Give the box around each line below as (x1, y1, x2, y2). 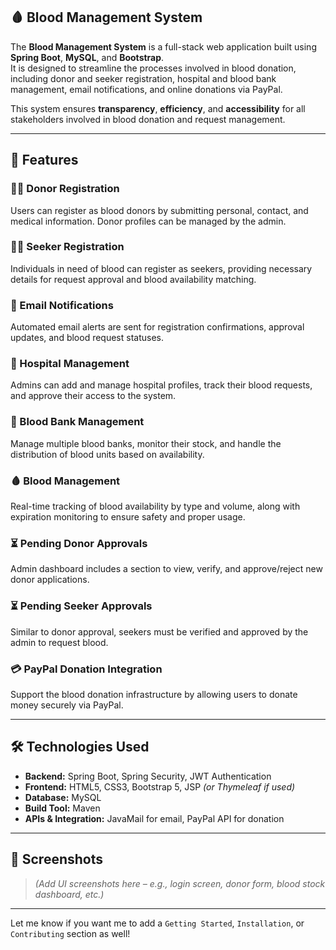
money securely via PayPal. (10, 699, 124, 711)
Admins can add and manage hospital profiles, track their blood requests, (10, 379, 313, 391)
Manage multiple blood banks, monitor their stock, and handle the (10, 437, 282, 449)
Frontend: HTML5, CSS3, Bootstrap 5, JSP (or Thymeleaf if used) (24, 780, 296, 793)
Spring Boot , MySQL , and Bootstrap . (10, 51, 165, 63)
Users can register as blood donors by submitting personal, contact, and (10, 204, 309, 216)
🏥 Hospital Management (10, 357, 130, 371)
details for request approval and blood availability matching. (10, 273, 257, 285)
